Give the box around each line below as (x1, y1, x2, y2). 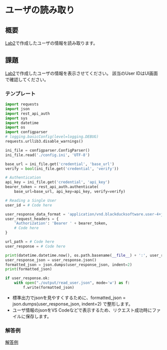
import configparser (5, 130, 48, 135)
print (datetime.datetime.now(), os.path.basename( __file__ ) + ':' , (5, 253, 148, 258)
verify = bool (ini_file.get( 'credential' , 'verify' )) (5, 166, 119, 171)
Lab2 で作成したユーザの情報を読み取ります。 (5, 40, 98, 46)
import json (5, 106, 30, 111)
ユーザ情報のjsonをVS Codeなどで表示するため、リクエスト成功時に (12, 307, 153, 313)
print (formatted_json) (5, 267, 52, 272)
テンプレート (5, 90, 36, 97)
